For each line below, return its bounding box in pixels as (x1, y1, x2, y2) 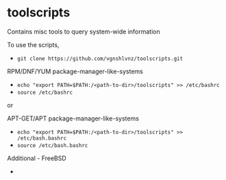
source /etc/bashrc (16, 89, 73, 96)
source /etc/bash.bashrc (16, 142, 88, 149)
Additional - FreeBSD (7, 154, 66, 162)
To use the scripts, (7, 40, 60, 49)
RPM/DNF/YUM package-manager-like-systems (7, 67, 144, 75)
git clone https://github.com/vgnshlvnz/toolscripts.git (16, 55, 184, 62)
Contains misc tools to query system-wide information (7, 27, 160, 36)
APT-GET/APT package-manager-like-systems (7, 114, 139, 123)
